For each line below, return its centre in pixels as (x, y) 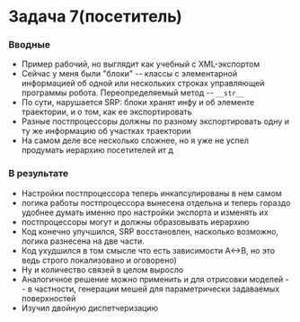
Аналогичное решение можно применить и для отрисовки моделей (152, 279)
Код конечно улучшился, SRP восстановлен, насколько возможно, (150, 231)
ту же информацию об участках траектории (106, 131)
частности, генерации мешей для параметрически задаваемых (157, 289)
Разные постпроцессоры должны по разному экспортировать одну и (155, 121)
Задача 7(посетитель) (96, 17)
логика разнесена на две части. (83, 241)
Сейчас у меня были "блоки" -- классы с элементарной (129, 74)
